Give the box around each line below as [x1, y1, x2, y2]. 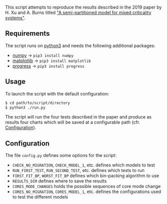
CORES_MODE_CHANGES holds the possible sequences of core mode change [12, 183, 161, 189]
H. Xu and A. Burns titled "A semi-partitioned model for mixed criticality [5, 9, 152, 15]
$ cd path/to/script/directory [5, 100, 70, 105]
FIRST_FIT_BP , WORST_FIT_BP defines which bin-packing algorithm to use [12, 172, 160, 179]
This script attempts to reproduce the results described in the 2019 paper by [5, 4, 162, 10]
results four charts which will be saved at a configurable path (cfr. [5, 119, 141, 125]
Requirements [5, 29, 50, 38]
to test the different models [12, 194, 68, 200]
